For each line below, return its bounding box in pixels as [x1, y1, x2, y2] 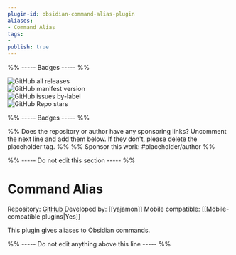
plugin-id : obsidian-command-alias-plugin [7, 10, 135, 18]
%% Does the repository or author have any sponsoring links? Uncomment [7, 127, 227, 135]
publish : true [7, 43, 50, 51]
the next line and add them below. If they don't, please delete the [7, 135, 198, 143]
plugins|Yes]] [41, 212, 80, 221]
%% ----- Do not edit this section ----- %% [7, 156, 136, 165]
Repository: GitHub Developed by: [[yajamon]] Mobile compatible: [7, 204, 200, 213]
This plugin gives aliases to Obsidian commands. [7, 226, 151, 234]
